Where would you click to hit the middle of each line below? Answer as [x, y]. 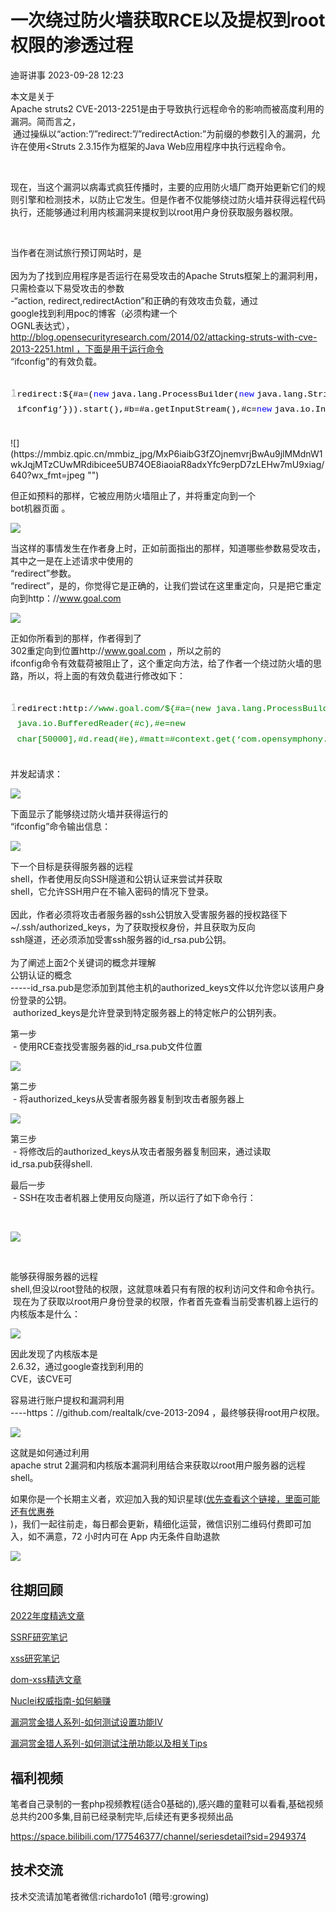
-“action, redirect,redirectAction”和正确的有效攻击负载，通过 [134, 300]
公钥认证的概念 [41, 975]
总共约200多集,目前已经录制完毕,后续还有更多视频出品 [122, 1816]
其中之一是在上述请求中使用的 [71, 560]
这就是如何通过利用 [50, 1453]
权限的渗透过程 [72, 45]
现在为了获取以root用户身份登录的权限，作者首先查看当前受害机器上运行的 [165, 1302]
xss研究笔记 [35, 1658]
